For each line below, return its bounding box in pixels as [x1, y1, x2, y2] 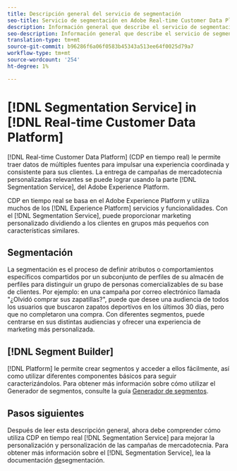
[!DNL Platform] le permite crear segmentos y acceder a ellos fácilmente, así [7, 365, 230, 373]
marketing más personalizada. [7, 325, 95, 334]
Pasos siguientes [7, 407, 85, 420]
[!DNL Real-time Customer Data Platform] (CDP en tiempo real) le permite [7, 152, 221, 161]
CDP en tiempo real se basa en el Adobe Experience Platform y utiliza [7, 196, 209, 204]
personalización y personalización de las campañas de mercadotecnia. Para [7, 441, 229, 449]
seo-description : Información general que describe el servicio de [7, 30, 210, 37]
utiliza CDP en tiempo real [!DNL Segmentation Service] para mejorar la [7, 434, 215, 441]
